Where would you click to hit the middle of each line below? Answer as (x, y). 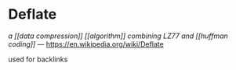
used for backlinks (38, 59)
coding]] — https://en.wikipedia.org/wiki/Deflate (86, 44)
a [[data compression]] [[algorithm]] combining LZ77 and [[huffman (118, 36)
